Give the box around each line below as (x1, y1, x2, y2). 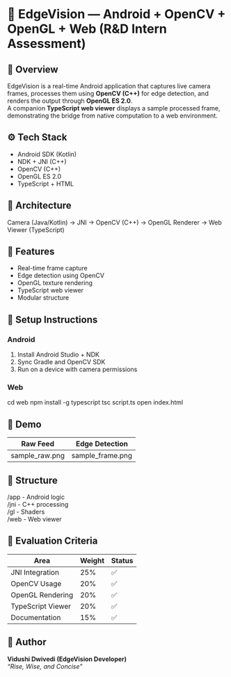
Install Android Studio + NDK (17, 350, 99, 359)
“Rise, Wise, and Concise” (7, 662, 83, 670)
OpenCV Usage (10, 578, 62, 588)
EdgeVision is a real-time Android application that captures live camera (7, 82, 211, 90)
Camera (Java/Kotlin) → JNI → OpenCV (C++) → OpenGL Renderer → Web (7, 218, 223, 227)
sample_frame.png (71, 451, 133, 461)
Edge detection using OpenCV (17, 271, 104, 280)
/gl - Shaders (7, 507, 45, 516)
